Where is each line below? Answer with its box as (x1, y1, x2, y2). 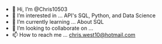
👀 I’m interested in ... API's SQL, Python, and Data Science (11, 12, 156, 19)
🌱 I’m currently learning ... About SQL (11, 18, 104, 25)
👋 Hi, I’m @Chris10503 (11, 6, 68, 12)
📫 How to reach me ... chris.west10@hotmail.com (11, 32, 136, 38)
